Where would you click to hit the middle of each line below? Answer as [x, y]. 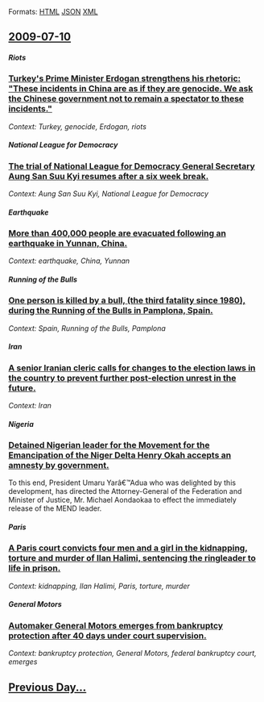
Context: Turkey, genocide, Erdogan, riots [78, 126]
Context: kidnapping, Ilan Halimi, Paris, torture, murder [99, 586]
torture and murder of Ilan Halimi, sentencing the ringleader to [132, 558]
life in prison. [35, 568]
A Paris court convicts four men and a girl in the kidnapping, [128, 548]
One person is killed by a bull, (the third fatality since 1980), [127, 300]
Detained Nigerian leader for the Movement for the [109, 445]
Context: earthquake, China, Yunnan [69, 261]
